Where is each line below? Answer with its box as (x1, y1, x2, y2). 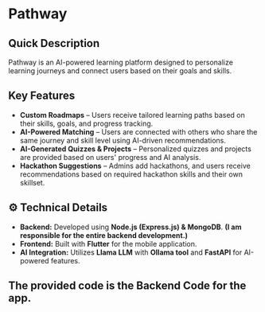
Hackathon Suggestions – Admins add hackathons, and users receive (19, 161, 251, 170)
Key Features (8, 89, 76, 103)
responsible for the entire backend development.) (19, 230, 189, 240)
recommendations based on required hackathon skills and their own (19, 169, 243, 179)
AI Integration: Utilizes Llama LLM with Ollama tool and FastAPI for (19, 248, 243, 257)
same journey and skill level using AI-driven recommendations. (19, 135, 227, 145)
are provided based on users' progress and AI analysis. (19, 152, 201, 162)
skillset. (19, 177, 45, 187)
